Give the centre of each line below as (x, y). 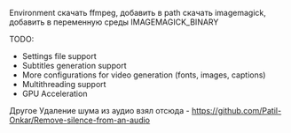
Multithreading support (64, 84)
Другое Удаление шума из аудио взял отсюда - (99, 111)
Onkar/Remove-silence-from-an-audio (80, 120)
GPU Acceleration (55, 93)
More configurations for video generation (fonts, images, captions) (144, 75)
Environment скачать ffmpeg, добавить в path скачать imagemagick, (138, 13)
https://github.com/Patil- (236, 111)
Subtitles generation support (74, 66)
